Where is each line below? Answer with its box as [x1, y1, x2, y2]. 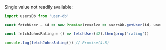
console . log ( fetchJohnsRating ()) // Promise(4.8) [4, 40, 110, 45]
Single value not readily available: [4, 4, 73, 10]
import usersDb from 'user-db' [4, 14, 69, 19]
